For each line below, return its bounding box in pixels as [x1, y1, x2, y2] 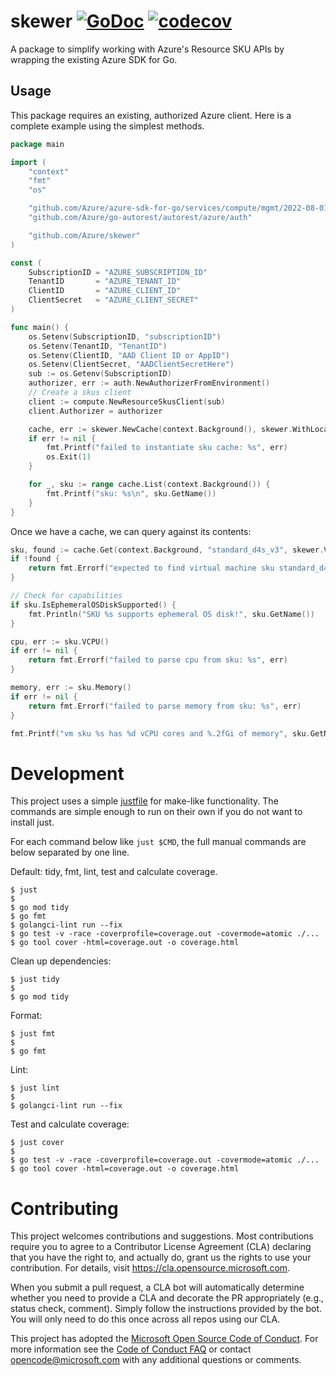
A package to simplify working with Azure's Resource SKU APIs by [10, 43, 285, 55]
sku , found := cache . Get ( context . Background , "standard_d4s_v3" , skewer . [10, 545, 325, 555]
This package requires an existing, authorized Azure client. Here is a [10, 109, 292, 121]
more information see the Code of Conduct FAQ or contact [10, 1343, 252, 1355]
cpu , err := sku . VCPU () [10, 636, 110, 647]
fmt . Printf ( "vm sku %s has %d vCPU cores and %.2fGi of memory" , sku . [10, 728, 311, 739]
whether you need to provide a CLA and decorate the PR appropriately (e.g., [10, 1292, 325, 1304]
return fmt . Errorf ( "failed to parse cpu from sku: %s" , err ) [28, 655, 288, 665]
